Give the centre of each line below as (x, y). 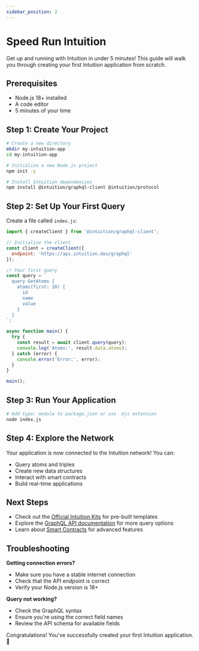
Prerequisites (32, 83)
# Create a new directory (38, 144)
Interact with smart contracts (51, 477)
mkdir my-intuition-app (36, 149)
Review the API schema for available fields (67, 623)
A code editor (32, 104)
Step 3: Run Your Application (61, 400)
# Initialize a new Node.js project (52, 165)
